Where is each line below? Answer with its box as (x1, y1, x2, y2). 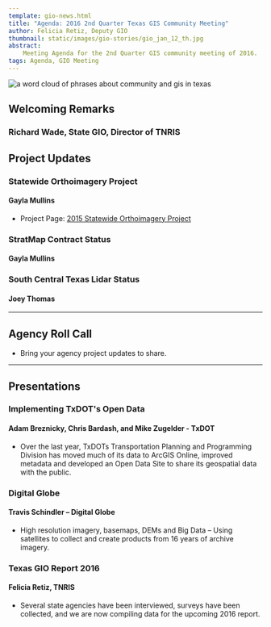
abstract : (8, 42, 42, 50)
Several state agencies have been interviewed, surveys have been (19, 600, 240, 610)
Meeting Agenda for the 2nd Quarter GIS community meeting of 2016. (23, 49, 258, 57)
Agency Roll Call (8, 327, 93, 341)
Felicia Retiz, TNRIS (8, 583, 75, 592)
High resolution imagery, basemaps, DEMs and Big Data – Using (19, 525, 233, 535)
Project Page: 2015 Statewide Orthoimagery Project (19, 213, 191, 223)
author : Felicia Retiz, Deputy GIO (8, 27, 128, 35)
